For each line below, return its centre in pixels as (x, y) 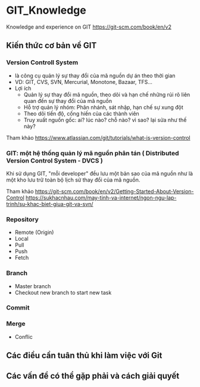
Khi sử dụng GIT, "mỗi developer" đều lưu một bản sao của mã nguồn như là (100, 173)
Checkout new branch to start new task (63, 292)
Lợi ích (23, 88)
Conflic (24, 336)
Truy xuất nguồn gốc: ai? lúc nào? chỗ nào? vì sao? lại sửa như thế (105, 120)
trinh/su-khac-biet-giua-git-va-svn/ (50, 204)
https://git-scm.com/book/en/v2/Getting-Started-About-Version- (114, 191)
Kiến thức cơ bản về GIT (51, 46)
